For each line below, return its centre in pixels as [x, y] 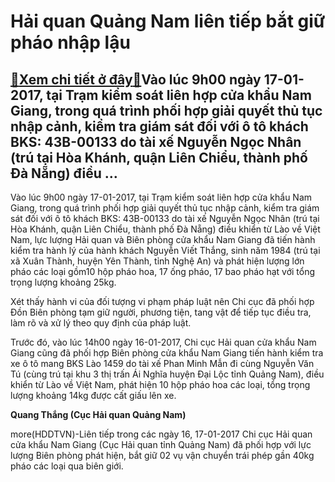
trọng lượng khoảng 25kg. [63, 282]
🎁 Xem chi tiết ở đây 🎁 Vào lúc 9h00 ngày [136, 79]
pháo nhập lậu [70, 42]
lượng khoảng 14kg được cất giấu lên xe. [93, 395]
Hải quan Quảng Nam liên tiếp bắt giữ [168, 21]
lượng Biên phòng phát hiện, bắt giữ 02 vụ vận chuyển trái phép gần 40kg [162, 455]
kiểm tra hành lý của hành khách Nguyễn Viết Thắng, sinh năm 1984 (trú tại [165, 250]
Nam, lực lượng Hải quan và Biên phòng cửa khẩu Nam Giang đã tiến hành [163, 239]
